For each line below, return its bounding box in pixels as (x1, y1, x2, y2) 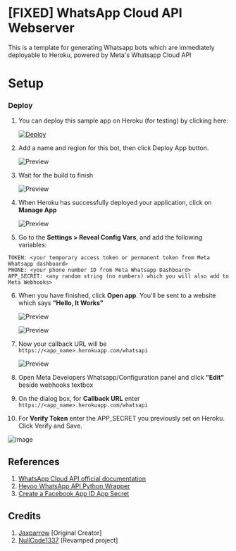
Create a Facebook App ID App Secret (18, 490, 130, 498)
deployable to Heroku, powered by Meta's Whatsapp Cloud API (8, 51, 192, 59)
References (8, 456, 60, 468)
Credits (8, 509, 42, 522)
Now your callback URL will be (18, 340, 107, 348)
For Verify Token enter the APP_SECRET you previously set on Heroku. (18, 414, 225, 423)
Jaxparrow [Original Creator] (18, 528, 102, 537)
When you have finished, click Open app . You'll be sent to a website (18, 291, 216, 300)
